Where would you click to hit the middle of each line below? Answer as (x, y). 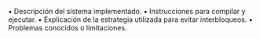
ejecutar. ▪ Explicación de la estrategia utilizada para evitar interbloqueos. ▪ (130, 19)
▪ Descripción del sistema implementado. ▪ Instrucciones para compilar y (127, 11)
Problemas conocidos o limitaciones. (68, 28)
